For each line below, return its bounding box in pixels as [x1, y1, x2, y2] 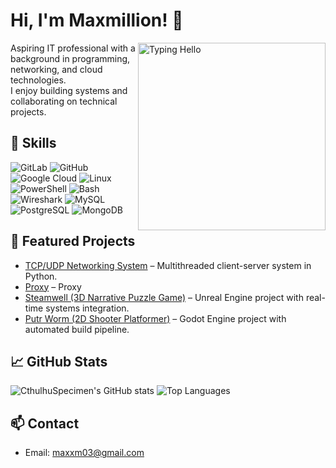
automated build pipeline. [24, 323, 130, 335]
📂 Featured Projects [10, 233, 136, 250]
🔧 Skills [10, 135, 57, 152]
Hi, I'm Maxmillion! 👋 [10, 9, 184, 32]
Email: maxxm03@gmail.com [24, 447, 145, 459]
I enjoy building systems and [10, 84, 128, 96]
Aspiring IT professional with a [10, 42, 136, 54]
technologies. [10, 74, 67, 86]
